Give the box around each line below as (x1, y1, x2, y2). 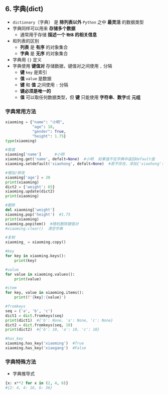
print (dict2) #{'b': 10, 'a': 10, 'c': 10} (5, 327, 100, 332)
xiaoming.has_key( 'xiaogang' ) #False (5, 345, 86, 351)
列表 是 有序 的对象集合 (20, 44, 68, 50)
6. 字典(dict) (5, 5, 44, 14)
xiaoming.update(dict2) (5, 189, 55, 194)
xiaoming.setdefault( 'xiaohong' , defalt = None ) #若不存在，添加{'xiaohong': (5, 161, 164, 166)
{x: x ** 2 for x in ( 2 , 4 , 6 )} (5, 380, 69, 386)
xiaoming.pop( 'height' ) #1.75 (5, 212, 71, 217)
